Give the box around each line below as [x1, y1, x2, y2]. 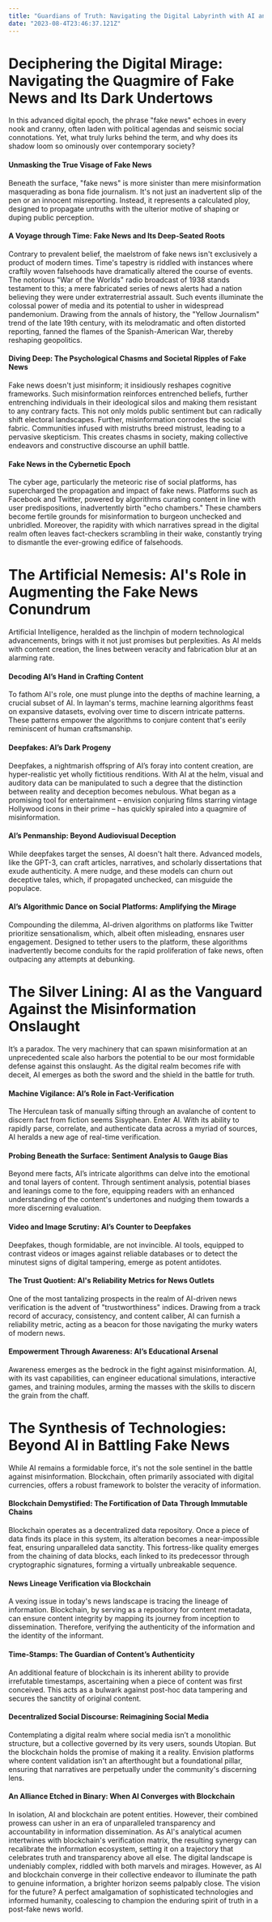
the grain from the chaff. [8, 1390, 90, 1400]
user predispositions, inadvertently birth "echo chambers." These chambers [8, 503, 261, 513]
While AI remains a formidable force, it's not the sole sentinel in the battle [8, 1462, 253, 1472]
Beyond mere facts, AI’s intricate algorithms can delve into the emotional [8, 1169, 250, 1179]
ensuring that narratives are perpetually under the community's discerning [8, 1764, 257, 1774]
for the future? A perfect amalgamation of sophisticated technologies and [8, 1886, 253, 1897]
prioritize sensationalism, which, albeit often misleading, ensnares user [8, 929, 245, 938]
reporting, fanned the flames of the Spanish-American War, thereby [8, 326, 233, 336]
